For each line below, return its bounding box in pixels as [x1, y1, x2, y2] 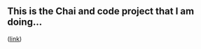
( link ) [7, 35, 22, 43]
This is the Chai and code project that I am [7, 6, 195, 17]
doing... [7, 17, 43, 28]
